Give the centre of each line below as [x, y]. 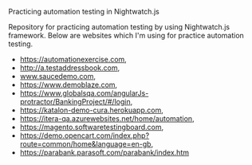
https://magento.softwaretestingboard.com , [92, 127]
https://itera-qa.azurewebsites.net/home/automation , [107, 118]
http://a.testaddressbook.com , [70, 68]
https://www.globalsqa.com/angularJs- [84, 93]
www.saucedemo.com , [57, 76]
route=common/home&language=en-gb [85, 144]
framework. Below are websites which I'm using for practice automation [126, 35]
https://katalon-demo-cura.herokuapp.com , [91, 110]
